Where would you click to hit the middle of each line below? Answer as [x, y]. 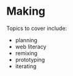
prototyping [30, 59]
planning [26, 40]
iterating [26, 66]
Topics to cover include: [37, 28]
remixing [26, 53]
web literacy [31, 47]
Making [26, 11]
